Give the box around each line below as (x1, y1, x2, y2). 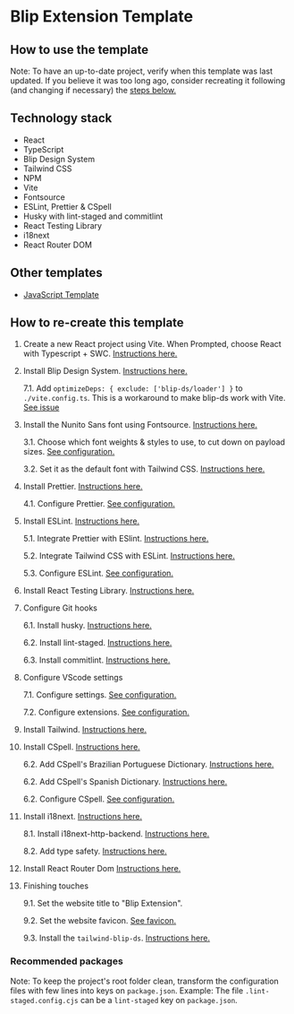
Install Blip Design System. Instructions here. (22, 366, 189, 377)
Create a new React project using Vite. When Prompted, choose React (22, 339, 282, 350)
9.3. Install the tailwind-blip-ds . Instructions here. (22, 932, 211, 943)
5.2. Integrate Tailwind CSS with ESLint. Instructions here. (22, 550, 235, 561)
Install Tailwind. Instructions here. (22, 724, 147, 735)
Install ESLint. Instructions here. (22, 516, 140, 526)
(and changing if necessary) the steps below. (10, 85, 177, 95)
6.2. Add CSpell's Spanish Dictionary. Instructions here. (22, 776, 228, 787)
